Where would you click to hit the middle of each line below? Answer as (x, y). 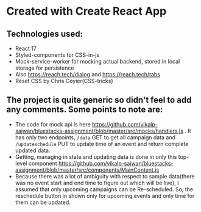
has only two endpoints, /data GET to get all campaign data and (95, 137)
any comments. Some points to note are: (85, 110)
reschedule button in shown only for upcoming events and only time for (105, 196)
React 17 (26, 48)
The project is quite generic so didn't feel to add (99, 100)
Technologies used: (45, 34)
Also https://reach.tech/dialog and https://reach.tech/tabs (87, 74)
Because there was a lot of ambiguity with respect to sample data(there (105, 176)
